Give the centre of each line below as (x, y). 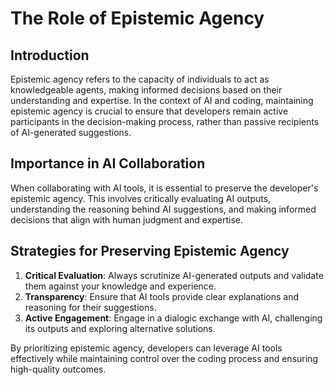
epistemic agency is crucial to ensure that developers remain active (149, 111)
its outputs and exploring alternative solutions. (120, 328)
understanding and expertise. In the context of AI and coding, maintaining (162, 100)
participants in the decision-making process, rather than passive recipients (165, 121)
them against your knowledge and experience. (120, 286)
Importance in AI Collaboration (108, 163)
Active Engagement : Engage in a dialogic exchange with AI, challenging (173, 318)
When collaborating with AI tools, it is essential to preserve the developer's (164, 188)
